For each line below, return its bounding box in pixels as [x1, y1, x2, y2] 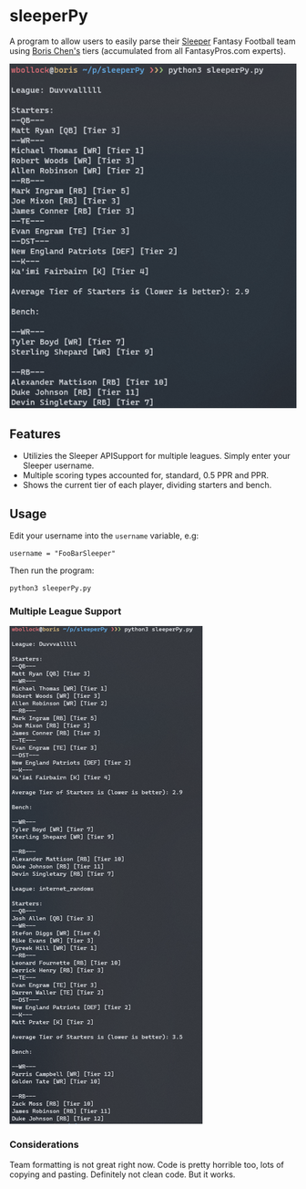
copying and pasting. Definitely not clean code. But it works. [9, 1169, 236, 1180]
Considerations [9, 1138, 79, 1151]
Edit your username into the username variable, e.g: [9, 530, 199, 541]
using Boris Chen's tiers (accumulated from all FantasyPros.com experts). [9, 45, 287, 56]
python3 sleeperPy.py [9, 583, 92, 593]
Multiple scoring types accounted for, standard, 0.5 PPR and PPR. [22, 470, 270, 481]
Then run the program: [9, 565, 95, 576]
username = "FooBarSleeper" [9, 548, 117, 558]
